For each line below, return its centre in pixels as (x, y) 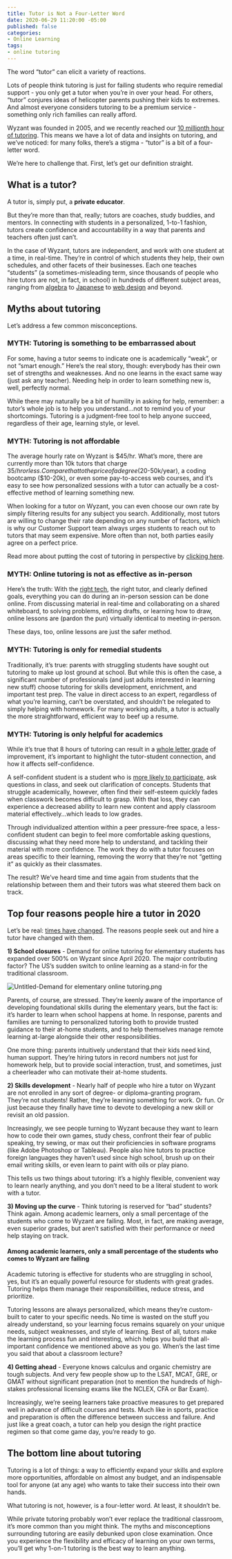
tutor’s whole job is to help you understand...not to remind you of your (106, 408)
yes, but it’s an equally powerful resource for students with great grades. (110, 1281)
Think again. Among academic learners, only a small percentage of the (108, 1214)
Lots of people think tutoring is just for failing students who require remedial (115, 85)
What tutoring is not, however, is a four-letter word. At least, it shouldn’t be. (114, 1505)
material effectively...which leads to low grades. (75, 814)
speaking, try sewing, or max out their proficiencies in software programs (112, 1142)
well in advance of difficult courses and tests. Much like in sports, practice (113, 1409)
